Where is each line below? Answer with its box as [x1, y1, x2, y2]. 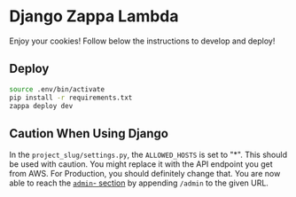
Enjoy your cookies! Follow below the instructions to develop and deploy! [9, 35, 276, 46]
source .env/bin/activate [9, 84, 105, 94]
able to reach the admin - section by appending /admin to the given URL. [9, 177, 269, 188]
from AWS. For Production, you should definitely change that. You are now [9, 169, 281, 179]
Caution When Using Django [9, 126, 168, 141]
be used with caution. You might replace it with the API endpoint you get [9, 159, 273, 169]
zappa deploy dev [9, 101, 74, 110]
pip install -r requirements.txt [9, 93, 133, 102]
